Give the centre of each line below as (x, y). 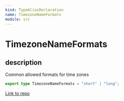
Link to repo (17, 93)
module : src (17, 19)
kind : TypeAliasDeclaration (34, 10)
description (23, 63)
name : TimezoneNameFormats (33, 15)
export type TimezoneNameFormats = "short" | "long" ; (62, 84)
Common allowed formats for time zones (47, 75)
